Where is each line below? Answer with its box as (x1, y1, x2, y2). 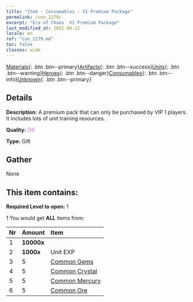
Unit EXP (50, 248, 75, 257)
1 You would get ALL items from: (6, 215, 85, 222)
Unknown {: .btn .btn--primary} (17, 75, 92, 83)
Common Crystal (50, 267, 98, 275)
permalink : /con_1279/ (6, 14, 62, 20)
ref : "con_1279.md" (6, 36, 54, 42)
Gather (6, 155, 32, 165)
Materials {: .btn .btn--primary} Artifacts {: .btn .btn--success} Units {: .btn (6, 63, 179, 70)
